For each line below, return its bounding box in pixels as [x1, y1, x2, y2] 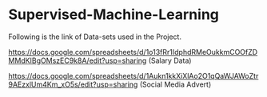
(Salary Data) [148, 56, 192, 65]
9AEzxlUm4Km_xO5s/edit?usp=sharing [8, 80, 138, 89]
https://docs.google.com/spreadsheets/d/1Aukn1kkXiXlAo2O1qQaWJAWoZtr [8, 71, 259, 80]
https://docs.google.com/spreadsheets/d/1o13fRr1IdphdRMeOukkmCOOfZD [8, 47, 258, 56]
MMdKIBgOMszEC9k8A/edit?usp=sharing [8, 56, 147, 65]
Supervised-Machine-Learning [8, 6, 220, 24]
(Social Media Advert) [139, 80, 212, 89]
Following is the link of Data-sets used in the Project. [8, 32, 182, 41]
